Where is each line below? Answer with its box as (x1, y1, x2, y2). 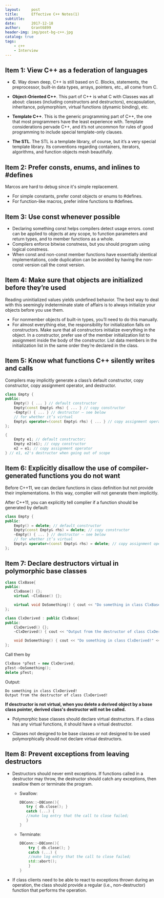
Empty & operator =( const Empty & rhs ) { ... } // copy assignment (14, 419, 147, 424)
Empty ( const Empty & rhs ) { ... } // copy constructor (14, 406, 125, 410)
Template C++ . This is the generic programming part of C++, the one (12, 113, 152, 120)
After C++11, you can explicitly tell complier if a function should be (5, 499, 138, 505)
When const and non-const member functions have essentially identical (12, 251, 157, 257)
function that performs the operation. (12, 887, 87, 893)
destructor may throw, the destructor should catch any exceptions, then (12, 775, 157, 782)
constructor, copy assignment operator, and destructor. (5, 382, 116, 388)
